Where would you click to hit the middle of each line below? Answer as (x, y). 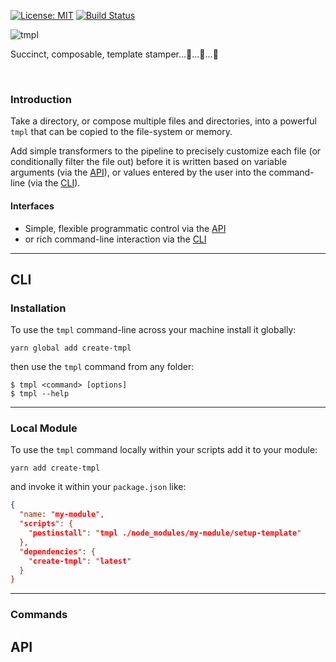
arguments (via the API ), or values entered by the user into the (138, 172)
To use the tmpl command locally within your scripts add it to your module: (164, 450)
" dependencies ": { (58, 551)
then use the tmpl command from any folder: (102, 367)
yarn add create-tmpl (55, 468)
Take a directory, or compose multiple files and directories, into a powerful (163, 121)
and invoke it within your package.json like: (98, 487)
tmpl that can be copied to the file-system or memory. (121, 132)
